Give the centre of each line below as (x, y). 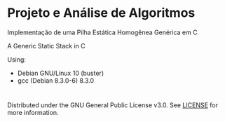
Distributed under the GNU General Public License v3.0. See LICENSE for (113, 105)
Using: (17, 59)
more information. (33, 113)
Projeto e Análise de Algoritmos (101, 13)
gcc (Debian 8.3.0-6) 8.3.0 (56, 80)
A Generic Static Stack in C (46, 46)
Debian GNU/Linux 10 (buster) (60, 73)
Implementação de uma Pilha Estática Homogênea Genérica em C (102, 32)
